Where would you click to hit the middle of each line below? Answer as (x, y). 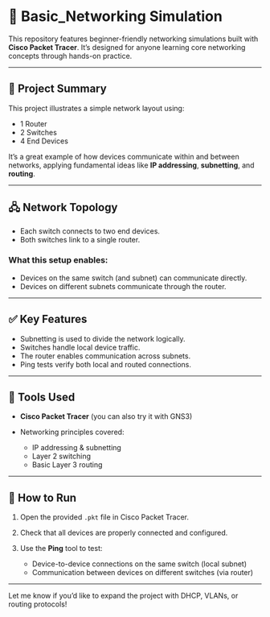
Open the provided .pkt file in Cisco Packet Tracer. (104, 517)
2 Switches (39, 132)
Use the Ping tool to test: (61, 549)
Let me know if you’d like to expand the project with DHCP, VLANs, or (123, 596)
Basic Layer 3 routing (67, 465)
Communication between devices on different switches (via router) (143, 573)
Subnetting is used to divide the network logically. (102, 338)
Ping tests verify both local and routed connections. (105, 364)
